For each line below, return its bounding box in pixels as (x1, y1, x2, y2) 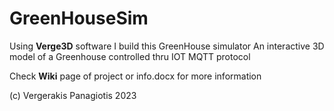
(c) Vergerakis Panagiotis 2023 (9, 89, 137, 101)
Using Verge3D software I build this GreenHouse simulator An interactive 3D (9, 40, 325, 52)
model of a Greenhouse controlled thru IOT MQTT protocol (9, 50, 251, 62)
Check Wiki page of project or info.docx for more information (9, 70, 262, 82)
